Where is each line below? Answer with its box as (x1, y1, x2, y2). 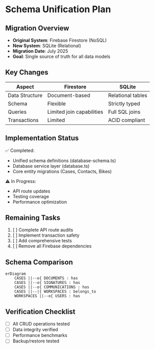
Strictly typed (108, 100, 140, 107)
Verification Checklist (5, 307, 76, 316)
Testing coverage (12, 193, 49, 199)
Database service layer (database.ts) (12, 163, 90, 169)
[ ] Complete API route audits (12, 227, 73, 233)
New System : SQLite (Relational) (12, 43, 82, 49)
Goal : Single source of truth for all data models (12, 53, 110, 59)
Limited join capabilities (47, 108, 103, 115)
